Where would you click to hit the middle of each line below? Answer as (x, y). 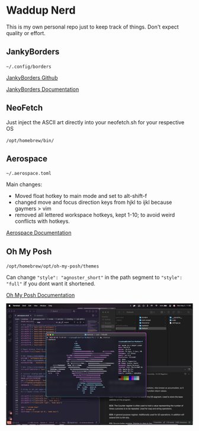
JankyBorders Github (32, 77)
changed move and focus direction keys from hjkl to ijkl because (93, 202)
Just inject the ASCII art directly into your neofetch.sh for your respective (95, 122)
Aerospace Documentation (39, 233)
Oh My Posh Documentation (41, 295)
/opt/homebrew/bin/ (30, 140)
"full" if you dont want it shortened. (51, 284)
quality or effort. (26, 33)
